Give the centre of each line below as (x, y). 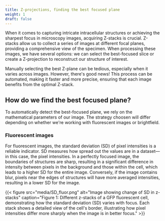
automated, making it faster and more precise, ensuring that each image (78, 79)
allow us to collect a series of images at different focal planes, (82, 44)
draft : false (18, 19)
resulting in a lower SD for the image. (43, 183)
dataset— (150, 151)
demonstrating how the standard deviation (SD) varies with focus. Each (77, 203)
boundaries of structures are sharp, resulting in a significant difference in (79, 162)
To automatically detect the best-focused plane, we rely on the (69, 112)
